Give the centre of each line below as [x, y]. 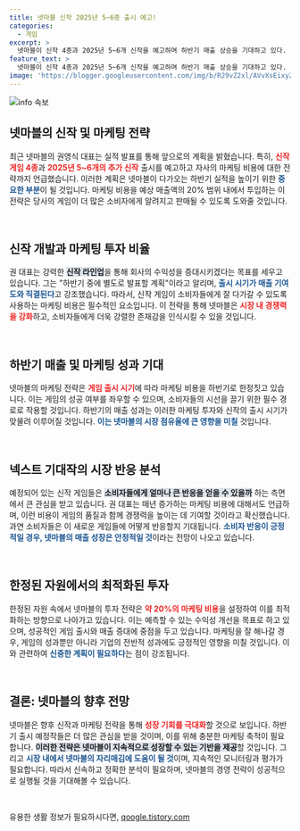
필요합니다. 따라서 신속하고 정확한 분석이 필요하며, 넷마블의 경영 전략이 [132, 769]
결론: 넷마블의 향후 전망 [70, 702]
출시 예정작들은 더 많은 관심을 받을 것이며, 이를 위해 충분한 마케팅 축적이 [143, 735]
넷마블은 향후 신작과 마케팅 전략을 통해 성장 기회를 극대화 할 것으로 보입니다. [140, 725]
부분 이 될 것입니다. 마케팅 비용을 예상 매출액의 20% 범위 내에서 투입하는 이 [155, 189]
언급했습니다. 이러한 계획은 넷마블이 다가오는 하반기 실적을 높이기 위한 [154, 179]
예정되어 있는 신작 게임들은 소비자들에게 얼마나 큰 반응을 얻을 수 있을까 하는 [139, 493]
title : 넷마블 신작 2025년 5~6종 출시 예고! [83, 17]
